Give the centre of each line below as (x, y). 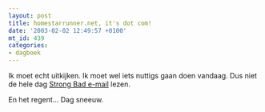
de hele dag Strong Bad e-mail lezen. (69, 84)
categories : (28, 46)
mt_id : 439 (26, 38)
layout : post (30, 16)
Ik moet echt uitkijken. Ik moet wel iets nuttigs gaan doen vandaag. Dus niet (133, 76)
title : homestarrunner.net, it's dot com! (80, 23)
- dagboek (25, 53)
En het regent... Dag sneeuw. (56, 100)
